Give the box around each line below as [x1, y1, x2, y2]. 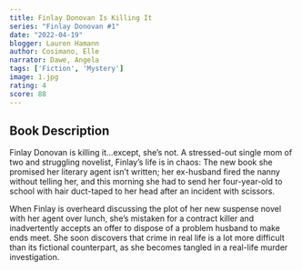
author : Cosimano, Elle [9, 47, 100, 56]
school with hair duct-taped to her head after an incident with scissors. [9, 186, 276, 196]
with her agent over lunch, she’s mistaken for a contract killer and [9, 213, 255, 224]
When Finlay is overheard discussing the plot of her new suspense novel [9, 204, 282, 215]
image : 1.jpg [9, 73, 59, 82]
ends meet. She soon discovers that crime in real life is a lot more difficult [9, 233, 285, 244]
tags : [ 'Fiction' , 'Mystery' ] [9, 65, 125, 74]
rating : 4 [9, 81, 47, 90]
